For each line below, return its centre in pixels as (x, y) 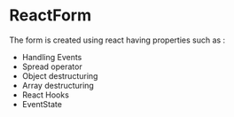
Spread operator (52, 66)
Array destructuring (58, 85)
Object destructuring (60, 75)
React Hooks (45, 95)
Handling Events (52, 57)
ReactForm (51, 16)
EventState (42, 104)
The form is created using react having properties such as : (117, 40)
